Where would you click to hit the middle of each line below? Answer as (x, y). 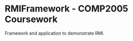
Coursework (31, 19)
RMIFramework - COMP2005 (66, 9)
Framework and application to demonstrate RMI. (55, 33)
